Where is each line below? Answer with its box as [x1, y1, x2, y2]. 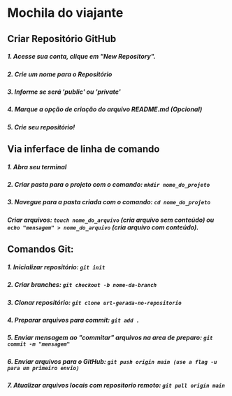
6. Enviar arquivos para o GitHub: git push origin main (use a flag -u [7, 357, 217, 365]
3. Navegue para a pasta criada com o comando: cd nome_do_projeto [7, 198, 211, 206]
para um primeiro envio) [7, 365, 80, 372]
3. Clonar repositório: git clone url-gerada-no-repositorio [7, 298, 182, 306]
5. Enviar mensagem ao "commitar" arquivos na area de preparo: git [7, 334, 213, 342]
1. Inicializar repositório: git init [7, 262, 106, 271]
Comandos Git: [7, 243, 74, 255]
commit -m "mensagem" [7, 341, 71, 348]
